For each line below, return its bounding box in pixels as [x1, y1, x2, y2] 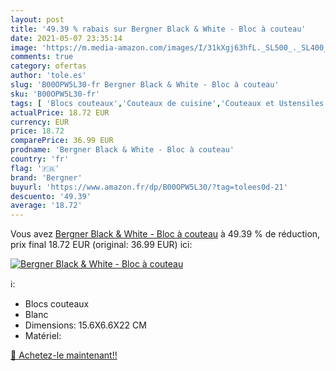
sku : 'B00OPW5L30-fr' [10, 89, 101, 99]
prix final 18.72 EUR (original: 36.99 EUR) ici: [10, 239, 193, 251]
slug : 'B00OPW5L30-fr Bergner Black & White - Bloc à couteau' [10, 80, 280, 90]
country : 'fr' [10, 154, 70, 164]
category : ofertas [10, 61, 87, 71]
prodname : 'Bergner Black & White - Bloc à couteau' [10, 145, 235, 155]
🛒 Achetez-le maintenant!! [10, 349, 118, 361]
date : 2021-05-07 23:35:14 [10, 33, 123, 43]
